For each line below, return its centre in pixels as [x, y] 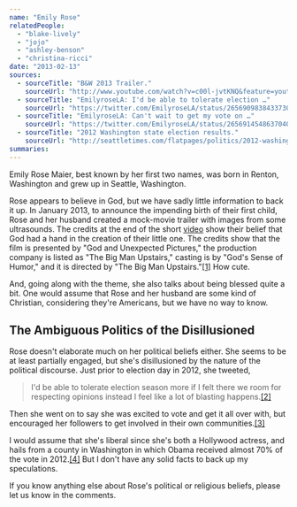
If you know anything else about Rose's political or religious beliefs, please [145, 486]
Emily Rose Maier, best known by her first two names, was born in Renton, [144, 174]
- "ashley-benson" [51, 50]
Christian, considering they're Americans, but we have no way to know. [139, 303]
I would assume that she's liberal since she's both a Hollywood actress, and [147, 441]
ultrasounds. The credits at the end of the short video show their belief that [146, 229]
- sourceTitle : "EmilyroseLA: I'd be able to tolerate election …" [144, 100]
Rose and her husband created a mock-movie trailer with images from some [148, 219]
